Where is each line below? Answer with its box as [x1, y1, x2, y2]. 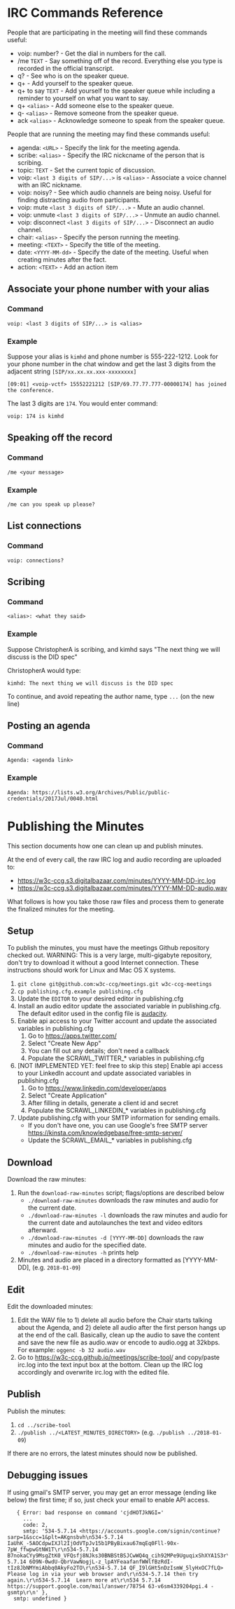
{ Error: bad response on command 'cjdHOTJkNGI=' [16, 1509, 164, 1516]
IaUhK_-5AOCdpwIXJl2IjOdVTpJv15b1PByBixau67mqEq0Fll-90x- [7, 1540, 180, 1547]
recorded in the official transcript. [17, 64, 114, 72]
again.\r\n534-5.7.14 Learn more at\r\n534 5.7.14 [7, 1577, 161, 1584]
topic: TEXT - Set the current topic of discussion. [17, 166, 156, 174]
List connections [7, 520, 82, 532]
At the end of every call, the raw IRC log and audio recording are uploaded [7, 855, 222, 864]
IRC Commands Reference [7, 5, 164, 21]
